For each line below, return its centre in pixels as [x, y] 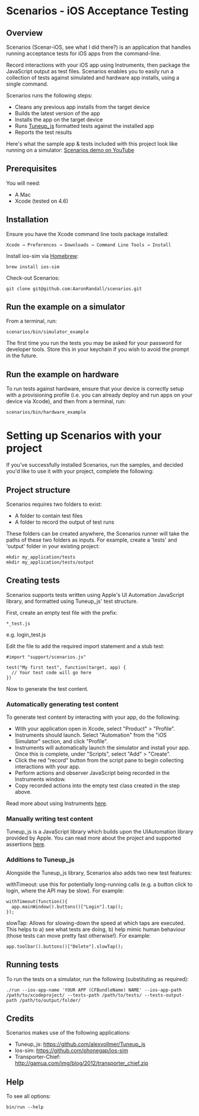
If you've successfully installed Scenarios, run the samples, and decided [95, 465]
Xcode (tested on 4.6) [41, 201]
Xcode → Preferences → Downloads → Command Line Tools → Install [89, 245]
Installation [27, 220]
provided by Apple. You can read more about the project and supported [94, 838]
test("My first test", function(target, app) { [66, 667]
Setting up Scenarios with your [84, 436]
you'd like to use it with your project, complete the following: [80, 471]
